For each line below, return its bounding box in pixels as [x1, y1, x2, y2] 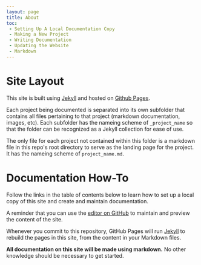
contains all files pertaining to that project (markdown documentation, [6, 113, 180, 120]
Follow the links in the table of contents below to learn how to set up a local [6, 191, 194, 198]
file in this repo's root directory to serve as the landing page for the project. [6, 143, 194, 151]
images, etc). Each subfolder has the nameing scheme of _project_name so [6, 119, 193, 126]
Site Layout [6, 74, 65, 88]
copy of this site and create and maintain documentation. [6, 197, 148, 204]
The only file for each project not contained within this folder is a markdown [6, 137, 196, 144]
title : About [6, 15, 39, 21]
